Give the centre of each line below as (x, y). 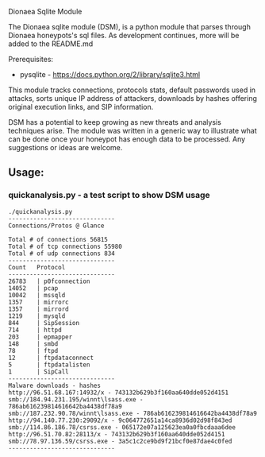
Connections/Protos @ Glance (56, 226)
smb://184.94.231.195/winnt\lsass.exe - (76, 399)
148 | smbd (33, 344)
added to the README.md (51, 44)
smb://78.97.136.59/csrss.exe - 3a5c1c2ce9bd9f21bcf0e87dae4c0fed (120, 441)
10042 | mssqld (37, 295)
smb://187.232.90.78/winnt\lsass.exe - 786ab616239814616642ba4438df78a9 (133, 413)
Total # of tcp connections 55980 (65, 246)
